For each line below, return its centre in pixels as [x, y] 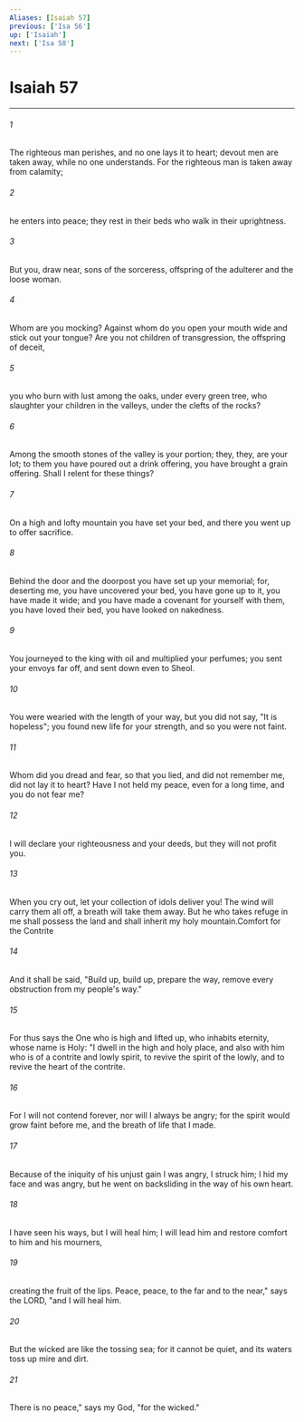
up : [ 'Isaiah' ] [38, 34]
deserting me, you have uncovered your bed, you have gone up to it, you [145, 591]
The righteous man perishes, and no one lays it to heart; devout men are [144, 153]
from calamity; [36, 172]
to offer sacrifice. [42, 532]
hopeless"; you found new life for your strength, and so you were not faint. [148, 726]
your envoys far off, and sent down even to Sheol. [102, 668]
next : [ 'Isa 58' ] [42, 43]
